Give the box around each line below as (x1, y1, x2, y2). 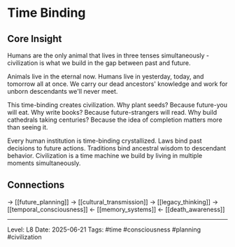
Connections (7, 179, 65, 191)
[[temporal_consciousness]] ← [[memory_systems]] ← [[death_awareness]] (7, 205, 225, 213)
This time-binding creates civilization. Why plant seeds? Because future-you (7, 101, 227, 109)
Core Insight (7, 33, 62, 45)
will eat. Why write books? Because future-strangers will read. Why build (7, 108, 218, 116)
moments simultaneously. (7, 159, 81, 167)
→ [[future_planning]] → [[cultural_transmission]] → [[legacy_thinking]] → (7, 197, 218, 206)
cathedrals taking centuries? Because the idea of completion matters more (7, 115, 222, 124)
